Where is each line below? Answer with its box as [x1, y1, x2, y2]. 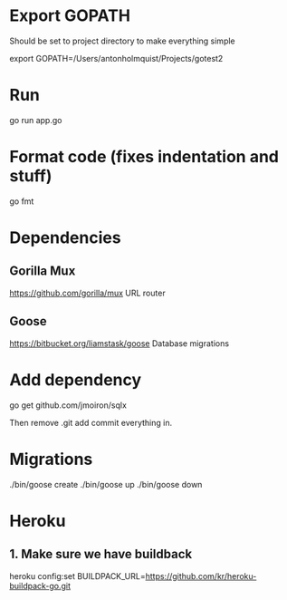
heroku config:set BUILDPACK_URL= [9, 570, 147, 581]
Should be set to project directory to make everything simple [9, 35, 235, 46]
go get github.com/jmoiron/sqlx [9, 400, 127, 411]
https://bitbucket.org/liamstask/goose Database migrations [9, 337, 229, 349]
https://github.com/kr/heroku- [145, 570, 257, 581]
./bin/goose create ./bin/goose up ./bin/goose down [9, 479, 203, 489]
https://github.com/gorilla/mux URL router [9, 287, 166, 298]
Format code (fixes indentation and [9, 147, 279, 168]
